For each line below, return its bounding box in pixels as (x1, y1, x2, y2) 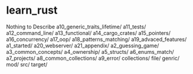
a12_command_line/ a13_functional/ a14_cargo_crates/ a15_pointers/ (6, 29, 171, 36)
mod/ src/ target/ (6, 60, 48, 68)
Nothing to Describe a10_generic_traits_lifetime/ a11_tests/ (6, 23, 146, 30)
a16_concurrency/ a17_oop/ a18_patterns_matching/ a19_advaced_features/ (6, 36, 187, 43)
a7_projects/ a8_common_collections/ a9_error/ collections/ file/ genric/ (6, 54, 180, 62)
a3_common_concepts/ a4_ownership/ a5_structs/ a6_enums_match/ (6, 48, 174, 55)
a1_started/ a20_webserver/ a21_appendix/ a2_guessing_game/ (6, 42, 159, 49)
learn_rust (6, 4, 58, 17)
